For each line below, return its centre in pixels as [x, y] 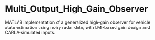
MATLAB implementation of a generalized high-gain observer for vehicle [78, 22]
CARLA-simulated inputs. [30, 32]
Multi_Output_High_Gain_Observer [77, 9]
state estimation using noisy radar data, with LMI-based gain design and [77, 27]
